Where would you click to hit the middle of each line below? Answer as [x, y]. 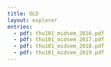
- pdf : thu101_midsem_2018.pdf [59, 46]
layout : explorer [32, 20]
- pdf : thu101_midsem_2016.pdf [59, 33]
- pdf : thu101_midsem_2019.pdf [59, 53]
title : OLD [23, 14]
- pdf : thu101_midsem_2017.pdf [59, 40]
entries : [20, 27]
